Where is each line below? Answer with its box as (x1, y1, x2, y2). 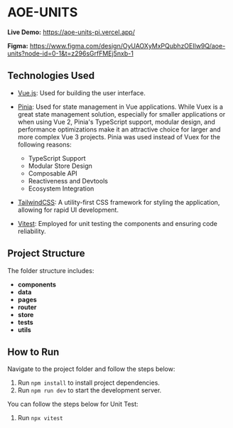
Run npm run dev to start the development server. (17, 386, 162, 395)
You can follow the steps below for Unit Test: (7, 400, 139, 409)
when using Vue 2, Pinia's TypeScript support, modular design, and (17, 117, 215, 126)
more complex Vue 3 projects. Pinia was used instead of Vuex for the (17, 132, 220, 141)
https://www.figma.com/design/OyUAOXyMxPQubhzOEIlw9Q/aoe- (29, 41, 226, 50)
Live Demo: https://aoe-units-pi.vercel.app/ (7, 28, 135, 36)
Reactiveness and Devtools (28, 176, 109, 185)
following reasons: (17, 140, 72, 149)
